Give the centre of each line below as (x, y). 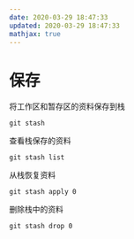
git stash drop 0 (41, 227)
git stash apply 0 (43, 192)
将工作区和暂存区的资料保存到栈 (67, 106)
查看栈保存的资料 (40, 141)
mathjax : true (35, 34)
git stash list (37, 158)
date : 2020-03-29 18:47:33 (59, 17)
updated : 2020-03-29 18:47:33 (65, 26)
